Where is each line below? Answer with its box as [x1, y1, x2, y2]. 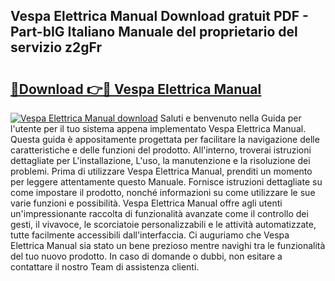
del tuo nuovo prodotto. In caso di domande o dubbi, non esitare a [10, 250, 283, 262]
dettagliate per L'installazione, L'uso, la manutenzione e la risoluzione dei [10, 155, 311, 166]
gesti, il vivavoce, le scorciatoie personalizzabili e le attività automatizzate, [10, 219, 317, 230]
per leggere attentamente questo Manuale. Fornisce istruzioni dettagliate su [10, 176, 323, 188]
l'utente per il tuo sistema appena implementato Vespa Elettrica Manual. [10, 123, 307, 134]
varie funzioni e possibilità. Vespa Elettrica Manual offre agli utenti [10, 197, 283, 209]
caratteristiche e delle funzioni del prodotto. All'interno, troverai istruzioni [10, 144, 312, 156]
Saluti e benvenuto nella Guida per [159, 112, 302, 124]
